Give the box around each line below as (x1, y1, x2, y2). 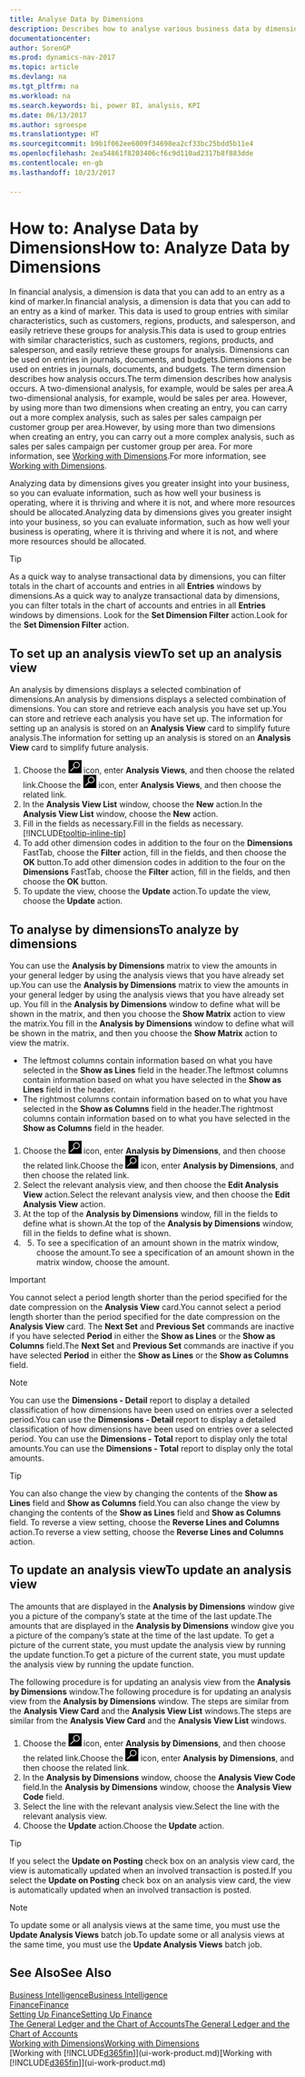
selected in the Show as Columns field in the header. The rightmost (22, 1103, 274, 1114)
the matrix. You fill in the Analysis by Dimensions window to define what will (9, 1018, 295, 1029)
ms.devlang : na (9, 73, 67, 82)
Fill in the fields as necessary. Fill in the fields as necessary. (22, 818, 244, 829)
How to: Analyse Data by (9, 218, 200, 238)
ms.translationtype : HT (9, 130, 100, 139)
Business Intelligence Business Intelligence (9, 1989, 168, 2000)
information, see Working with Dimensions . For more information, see (9, 451, 267, 462)
